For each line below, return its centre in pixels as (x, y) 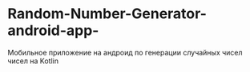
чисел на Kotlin (33, 61)
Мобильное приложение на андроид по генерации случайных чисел (125, 52)
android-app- (53, 30)
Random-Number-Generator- (107, 14)
